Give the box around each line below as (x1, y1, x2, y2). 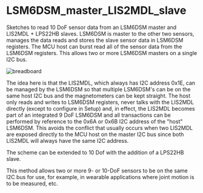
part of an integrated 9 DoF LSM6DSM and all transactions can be (6, 111, 171, 119)
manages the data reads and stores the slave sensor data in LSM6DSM (6, 36, 184, 44)
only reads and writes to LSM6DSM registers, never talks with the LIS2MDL (6, 98, 194, 106)
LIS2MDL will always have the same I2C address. (6, 137, 129, 144)
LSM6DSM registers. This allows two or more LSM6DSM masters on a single (6, 49, 198, 56)
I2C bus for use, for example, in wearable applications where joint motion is (6, 173, 195, 180)
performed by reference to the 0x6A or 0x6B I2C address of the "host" (6, 117, 183, 125)
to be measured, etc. (6, 180, 58, 187)
